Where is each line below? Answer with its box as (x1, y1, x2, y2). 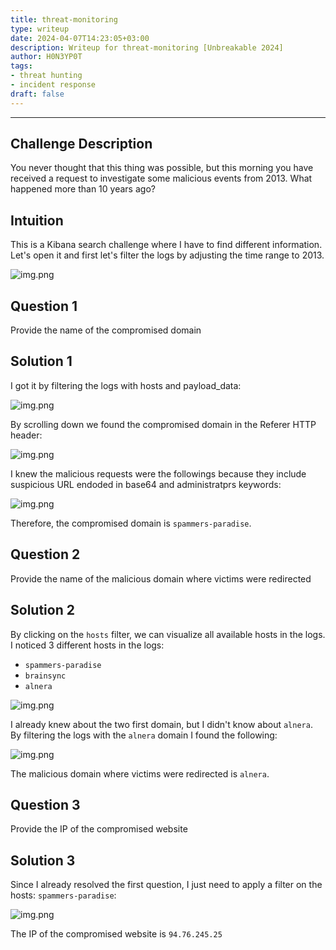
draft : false (10, 89, 65, 99)
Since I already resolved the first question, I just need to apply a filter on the (10, 879, 323, 891)
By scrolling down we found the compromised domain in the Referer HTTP (10, 418, 317, 430)
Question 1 (10, 297, 78, 315)
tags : (10, 61, 33, 71)
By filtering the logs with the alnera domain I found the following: (10, 729, 278, 741)
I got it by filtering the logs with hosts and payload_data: (10, 379, 242, 391)
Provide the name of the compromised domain (10, 324, 202, 336)
